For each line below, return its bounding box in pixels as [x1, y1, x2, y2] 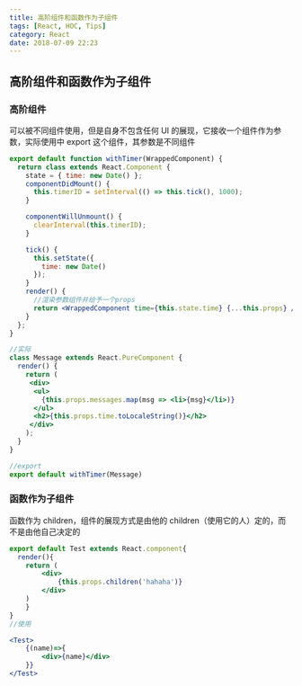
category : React [9, 30, 70, 39]
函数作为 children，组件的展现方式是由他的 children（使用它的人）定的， [9, 514, 279, 526]
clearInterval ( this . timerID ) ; [32, 221, 147, 230]
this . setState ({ [32, 254, 94, 263]
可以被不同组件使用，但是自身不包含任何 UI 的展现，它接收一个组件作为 [9, 125, 274, 136]
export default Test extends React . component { [9, 544, 187, 553]
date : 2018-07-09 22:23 [9, 38, 99, 48]
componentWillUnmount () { [25, 212, 123, 221]
